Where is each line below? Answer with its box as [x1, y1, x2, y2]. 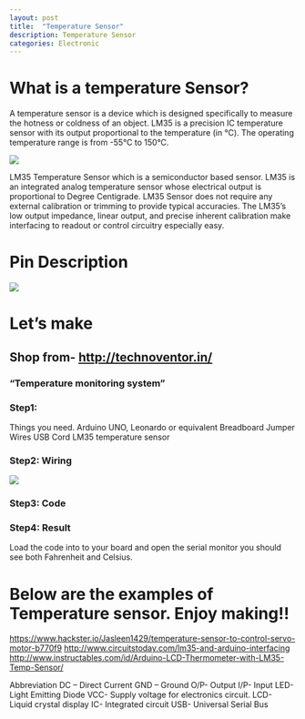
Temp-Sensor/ [9, 662, 64, 673]
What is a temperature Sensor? [9, 78, 249, 98]
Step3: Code [9, 497, 66, 510]
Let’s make [9, 313, 94, 334]
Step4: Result [9, 522, 71, 534]
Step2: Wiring [9, 454, 73, 467]
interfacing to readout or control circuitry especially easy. [9, 220, 225, 231]
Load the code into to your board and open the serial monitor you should [9, 542, 282, 553]
